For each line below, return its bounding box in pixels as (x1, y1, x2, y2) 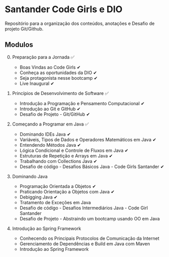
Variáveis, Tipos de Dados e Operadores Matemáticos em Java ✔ (19, 136, 157, 143)
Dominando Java (12, 173, 48, 179)
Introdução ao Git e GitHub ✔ (19, 106, 81, 112)
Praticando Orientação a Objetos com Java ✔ (19, 188, 115, 195)
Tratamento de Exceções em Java (19, 199, 91, 205)
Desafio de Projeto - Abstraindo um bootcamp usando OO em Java (19, 215, 160, 221)
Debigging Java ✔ (19, 194, 58, 200)
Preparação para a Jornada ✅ (12, 54, 75, 60)
